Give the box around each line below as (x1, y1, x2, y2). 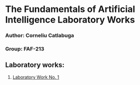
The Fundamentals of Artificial (5, 3, 135, 15)
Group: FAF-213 (5, 45, 44, 52)
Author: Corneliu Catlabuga (5, 32, 75, 39)
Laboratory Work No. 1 (12, 74, 59, 80)
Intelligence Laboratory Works (5, 14, 135, 25)
